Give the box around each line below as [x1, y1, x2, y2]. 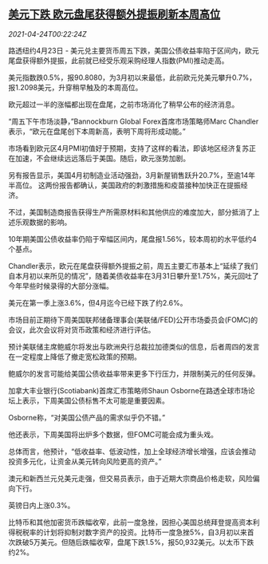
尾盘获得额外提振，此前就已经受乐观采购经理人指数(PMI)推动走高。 [8, 55, 229, 65]
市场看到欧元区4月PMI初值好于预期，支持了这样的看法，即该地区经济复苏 [8, 143, 250, 153]
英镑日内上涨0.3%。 [8, 500, 75, 510]
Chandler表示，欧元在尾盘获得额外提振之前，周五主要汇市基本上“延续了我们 [8, 261, 258, 270]
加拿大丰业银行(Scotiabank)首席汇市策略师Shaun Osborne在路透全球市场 [8, 385, 249, 395]
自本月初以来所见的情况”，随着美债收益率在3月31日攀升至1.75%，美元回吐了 [8, 270, 259, 281]
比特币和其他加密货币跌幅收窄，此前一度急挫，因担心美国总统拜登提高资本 [8, 517, 253, 527]
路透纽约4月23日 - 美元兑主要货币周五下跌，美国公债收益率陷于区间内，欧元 [8, 45, 259, 55]
